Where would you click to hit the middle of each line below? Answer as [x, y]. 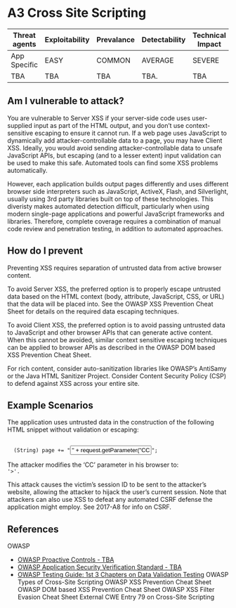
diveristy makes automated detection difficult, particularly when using [108, 206]
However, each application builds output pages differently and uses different [118, 183]
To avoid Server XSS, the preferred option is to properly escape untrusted [114, 289]
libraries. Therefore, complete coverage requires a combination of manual [114, 221]
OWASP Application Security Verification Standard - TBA [100, 567]
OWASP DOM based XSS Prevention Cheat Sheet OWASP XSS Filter [116, 590]
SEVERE [206, 60]
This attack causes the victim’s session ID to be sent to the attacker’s [107, 485]
